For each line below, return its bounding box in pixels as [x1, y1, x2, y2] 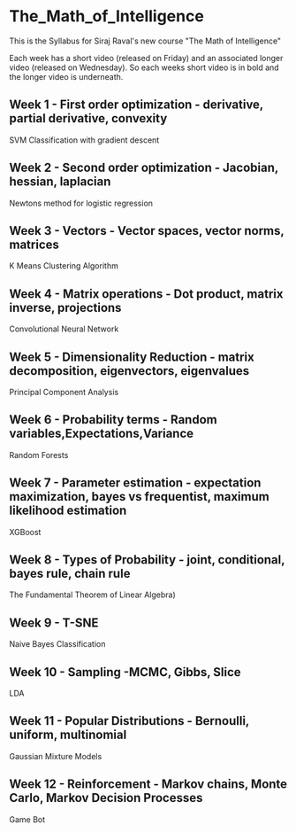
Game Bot [9, 813, 46, 825]
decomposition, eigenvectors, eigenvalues [9, 363, 250, 378]
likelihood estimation [9, 503, 127, 518]
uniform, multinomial [9, 727, 127, 743]
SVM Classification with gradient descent [9, 135, 160, 145]
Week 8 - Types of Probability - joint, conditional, [9, 552, 285, 568]
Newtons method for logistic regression [9, 198, 153, 208]
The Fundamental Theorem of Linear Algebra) [9, 589, 177, 600]
